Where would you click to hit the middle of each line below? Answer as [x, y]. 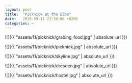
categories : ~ [20, 23]
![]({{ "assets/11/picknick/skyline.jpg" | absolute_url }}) [60, 56]
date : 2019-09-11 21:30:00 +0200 [41, 19]
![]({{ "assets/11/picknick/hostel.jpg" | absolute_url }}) [59, 75]
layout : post [18, 10]
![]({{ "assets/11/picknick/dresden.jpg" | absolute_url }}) [61, 66]
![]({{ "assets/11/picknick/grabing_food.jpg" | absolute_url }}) [66, 37]
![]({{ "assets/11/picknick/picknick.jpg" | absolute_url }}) [61, 47]
